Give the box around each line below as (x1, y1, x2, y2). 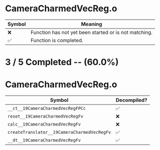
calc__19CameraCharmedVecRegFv (7, 122, 81, 127)
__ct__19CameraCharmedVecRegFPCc (7, 106, 86, 111)
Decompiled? (115, 97, 148, 103)
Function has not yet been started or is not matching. (30, 29, 153, 36)
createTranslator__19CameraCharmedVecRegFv (7, 129, 111, 135)
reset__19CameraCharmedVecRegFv (7, 114, 84, 119)
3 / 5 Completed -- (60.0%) (5, 57, 119, 68)
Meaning (81, 21, 102, 27)
